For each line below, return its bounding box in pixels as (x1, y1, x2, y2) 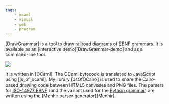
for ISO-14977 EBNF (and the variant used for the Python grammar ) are (5, 88, 155, 94)
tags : (5, 7, 17, 13)
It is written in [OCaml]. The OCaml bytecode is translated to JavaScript (5, 71, 156, 77)
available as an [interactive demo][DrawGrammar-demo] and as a (5, 46, 143, 52)
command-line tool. (5, 52, 46, 58)
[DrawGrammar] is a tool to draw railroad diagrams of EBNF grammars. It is (5, 40, 163, 47)
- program (14, 27, 36, 32)
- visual (14, 17, 33, 22)
